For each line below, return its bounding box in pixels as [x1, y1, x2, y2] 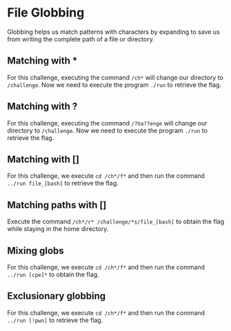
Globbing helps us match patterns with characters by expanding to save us [7, 28, 221, 36]
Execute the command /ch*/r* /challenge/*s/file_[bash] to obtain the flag [7, 217, 225, 225]
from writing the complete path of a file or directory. [7, 34, 155, 43]
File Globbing [7, 5, 85, 21]
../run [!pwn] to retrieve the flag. [7, 316, 103, 324]
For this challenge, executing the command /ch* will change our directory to [7, 73, 224, 81]
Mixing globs [7, 245, 64, 257]
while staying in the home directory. [7, 225, 109, 233]
